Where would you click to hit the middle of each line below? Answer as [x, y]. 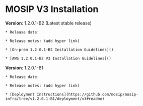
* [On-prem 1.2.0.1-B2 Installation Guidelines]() [59, 49]
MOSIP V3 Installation [52, 9]
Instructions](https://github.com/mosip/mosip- [88, 94]
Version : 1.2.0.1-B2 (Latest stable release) [49, 23]
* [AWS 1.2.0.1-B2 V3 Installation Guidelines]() [58, 58]
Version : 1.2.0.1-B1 [24, 67]
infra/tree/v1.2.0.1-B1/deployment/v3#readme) [55, 98]
